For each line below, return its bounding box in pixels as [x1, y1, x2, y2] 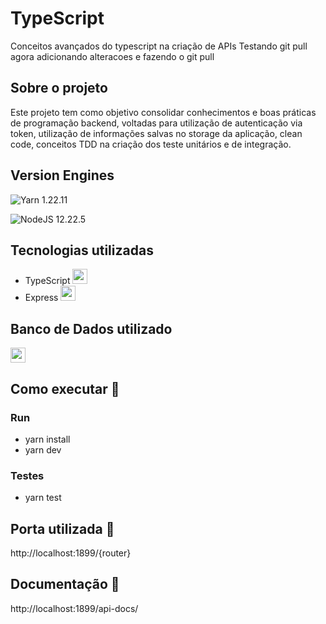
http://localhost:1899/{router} [10, 547, 132, 559]
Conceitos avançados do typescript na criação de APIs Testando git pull [10, 40, 308, 52]
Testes [10, 468, 45, 482]
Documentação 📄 [10, 576, 120, 593]
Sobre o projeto [10, 80, 108, 97]
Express [24, 292, 59, 304]
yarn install [24, 433, 71, 445]
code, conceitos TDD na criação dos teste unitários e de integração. [10, 138, 292, 150]
